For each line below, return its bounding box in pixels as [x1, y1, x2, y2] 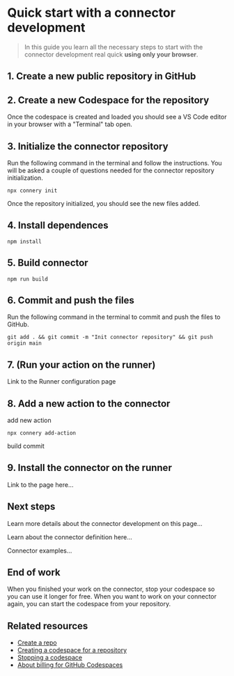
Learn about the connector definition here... [7, 532, 132, 541]
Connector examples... [7, 546, 72, 555]
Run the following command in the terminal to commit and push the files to [7, 313, 221, 322]
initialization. [7, 173, 43, 182]
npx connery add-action [7, 430, 77, 437]
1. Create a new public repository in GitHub [7, 70, 196, 82]
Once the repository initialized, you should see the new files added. [7, 199, 201, 207]
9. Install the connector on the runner [7, 462, 172, 474]
